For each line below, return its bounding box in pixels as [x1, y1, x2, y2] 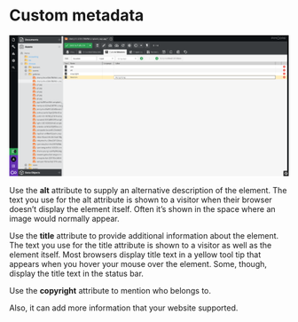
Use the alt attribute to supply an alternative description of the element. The [9, 185, 287, 196]
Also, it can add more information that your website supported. [9, 302, 239, 313]
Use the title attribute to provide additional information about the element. [9, 231, 279, 241]
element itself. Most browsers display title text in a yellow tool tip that [9, 249, 262, 260]
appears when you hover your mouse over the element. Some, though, [9, 259, 268, 270]
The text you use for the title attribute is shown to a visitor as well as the [9, 240, 272, 251]
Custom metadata [9, 5, 145, 26]
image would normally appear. [9, 214, 120, 224]
